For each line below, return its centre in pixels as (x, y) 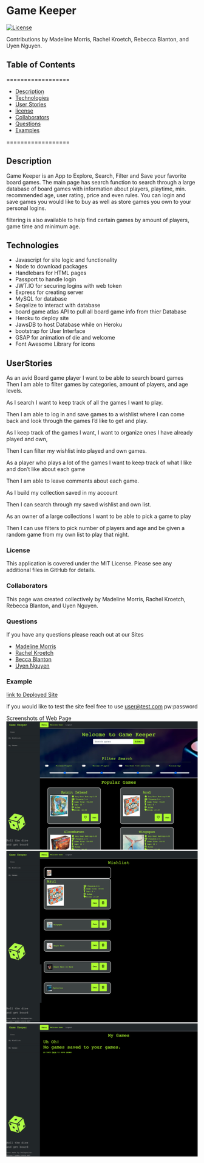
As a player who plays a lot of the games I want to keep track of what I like (99, 463)
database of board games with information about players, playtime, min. (96, 189)
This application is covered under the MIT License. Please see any (89, 564)
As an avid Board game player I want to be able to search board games (95, 378)
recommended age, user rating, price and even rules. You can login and (96, 195)
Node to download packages (51, 267)
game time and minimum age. (43, 226)
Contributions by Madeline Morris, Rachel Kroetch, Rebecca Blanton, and (98, 39)
